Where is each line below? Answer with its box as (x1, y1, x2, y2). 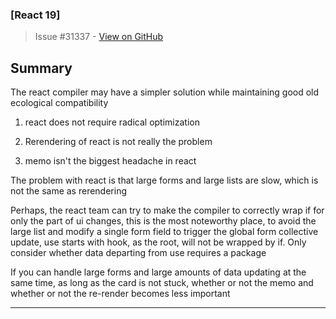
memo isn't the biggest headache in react (24, 155, 197, 167)
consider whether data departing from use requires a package (10, 247, 267, 259)
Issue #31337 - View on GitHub (34, 31, 164, 43)
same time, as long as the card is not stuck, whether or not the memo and (10, 277, 314, 289)
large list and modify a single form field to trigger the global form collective (10, 226, 319, 238)
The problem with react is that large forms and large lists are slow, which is (10, 174, 319, 187)
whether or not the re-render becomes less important (10, 288, 231, 300)
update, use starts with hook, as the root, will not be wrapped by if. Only (10, 236, 307, 248)
